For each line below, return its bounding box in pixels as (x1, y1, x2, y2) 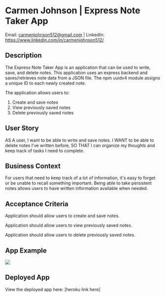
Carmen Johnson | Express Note (5, 5, 140, 16)
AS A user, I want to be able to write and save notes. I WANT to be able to (5, 137, 154, 143)
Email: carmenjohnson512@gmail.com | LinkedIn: (5, 32, 105, 37)
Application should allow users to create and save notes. (5, 213, 120, 219)
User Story (5, 124, 39, 133)
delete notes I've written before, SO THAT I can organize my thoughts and (5, 142, 155, 148)
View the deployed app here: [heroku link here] (5, 286, 101, 292)
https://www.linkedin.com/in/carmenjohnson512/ (5, 37, 104, 43)
